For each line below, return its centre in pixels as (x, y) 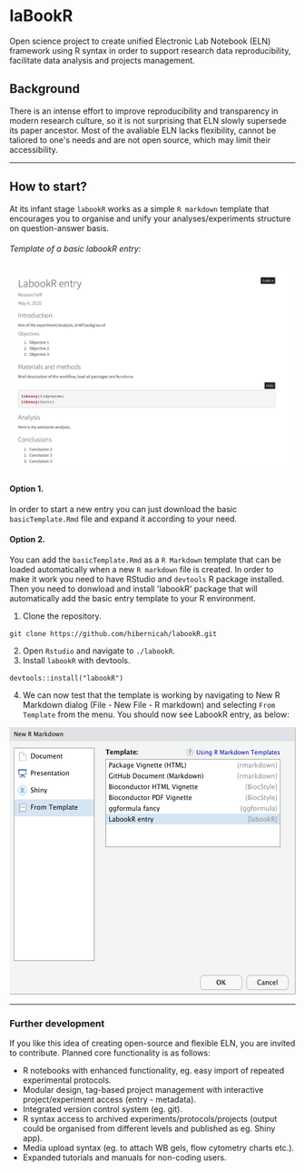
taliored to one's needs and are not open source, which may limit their (140, 140)
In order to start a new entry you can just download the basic (123, 509)
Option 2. (27, 540)
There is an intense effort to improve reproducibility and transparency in (144, 111)
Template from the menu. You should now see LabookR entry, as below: (156, 714)
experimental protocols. (67, 1080)
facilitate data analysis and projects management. (102, 60)
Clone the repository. (62, 616)
